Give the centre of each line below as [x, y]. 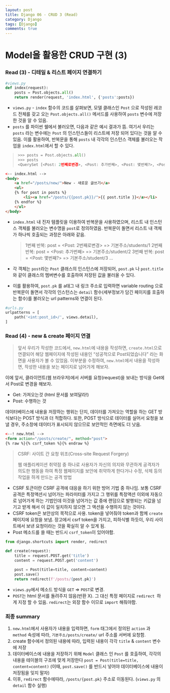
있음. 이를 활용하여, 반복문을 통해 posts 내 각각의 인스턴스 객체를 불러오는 [85, 139]
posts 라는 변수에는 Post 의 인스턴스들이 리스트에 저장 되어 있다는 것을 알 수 [88, 133]
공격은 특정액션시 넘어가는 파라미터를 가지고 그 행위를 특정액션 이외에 [81, 495]
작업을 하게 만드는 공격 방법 [45, 477]
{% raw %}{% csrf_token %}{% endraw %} [47, 443]
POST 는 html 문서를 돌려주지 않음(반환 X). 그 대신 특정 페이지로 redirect [83, 596]
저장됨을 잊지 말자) [31, 673]
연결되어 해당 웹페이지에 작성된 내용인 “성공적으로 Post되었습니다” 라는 [88, 354]
